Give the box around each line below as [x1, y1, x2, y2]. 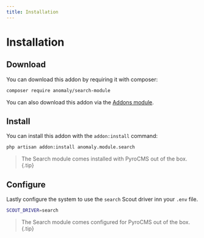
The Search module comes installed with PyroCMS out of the [21, 155, 175, 162]
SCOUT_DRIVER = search [6, 207, 59, 214]
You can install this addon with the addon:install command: [6, 132, 158, 140]
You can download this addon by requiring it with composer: [6, 76, 158, 83]
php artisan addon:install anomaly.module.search [6, 144, 136, 150]
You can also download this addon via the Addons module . [6, 98, 155, 106]
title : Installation [6, 9, 59, 15]
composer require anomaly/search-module [6, 87, 111, 93]
